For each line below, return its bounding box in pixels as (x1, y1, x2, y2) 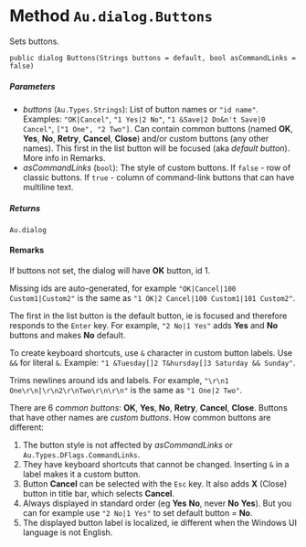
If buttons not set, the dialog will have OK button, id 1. (9, 265, 211, 276)
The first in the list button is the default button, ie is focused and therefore (9, 310, 288, 321)
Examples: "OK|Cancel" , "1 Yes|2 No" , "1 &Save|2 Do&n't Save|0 (22, 113, 266, 124)
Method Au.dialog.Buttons (9, 5, 213, 27)
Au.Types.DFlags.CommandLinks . (22, 449, 141, 460)
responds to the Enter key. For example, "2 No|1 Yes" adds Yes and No (9, 320, 279, 331)
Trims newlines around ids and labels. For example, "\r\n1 (9, 375, 229, 386)
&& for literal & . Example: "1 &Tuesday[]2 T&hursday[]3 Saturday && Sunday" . (9, 358, 296, 369)
